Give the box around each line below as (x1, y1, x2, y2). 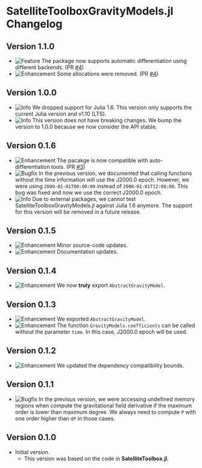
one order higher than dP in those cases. (14, 415, 116, 422)
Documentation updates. (57, 248, 119, 255)
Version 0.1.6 (6, 140, 56, 151)
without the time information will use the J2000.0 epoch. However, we (14, 176, 189, 183)
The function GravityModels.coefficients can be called (57, 322, 195, 329)
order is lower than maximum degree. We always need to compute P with (14, 408, 196, 415)
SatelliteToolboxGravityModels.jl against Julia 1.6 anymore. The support (14, 202, 193, 209)
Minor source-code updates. (57, 242, 128, 249)
